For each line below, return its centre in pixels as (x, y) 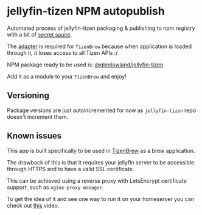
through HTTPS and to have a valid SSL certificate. (71, 169)
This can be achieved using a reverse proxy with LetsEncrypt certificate (97, 180)
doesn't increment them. (38, 116)
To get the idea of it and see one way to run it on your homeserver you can (101, 199)
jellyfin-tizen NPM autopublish (86, 11)
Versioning (28, 96)
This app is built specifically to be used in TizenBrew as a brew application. (101, 150)
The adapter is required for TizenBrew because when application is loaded (99, 46)
